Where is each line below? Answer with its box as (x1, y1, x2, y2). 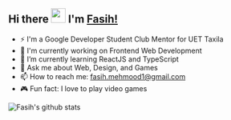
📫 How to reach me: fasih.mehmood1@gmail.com (19, 71, 186, 81)
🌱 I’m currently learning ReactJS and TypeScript (19, 54, 179, 64)
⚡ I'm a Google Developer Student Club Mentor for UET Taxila (19, 34, 224, 44)
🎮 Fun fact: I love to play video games (19, 83, 148, 93)
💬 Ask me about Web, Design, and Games (19, 62, 159, 72)
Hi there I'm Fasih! (8, 13, 119, 26)
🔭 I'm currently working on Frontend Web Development (19, 46, 202, 55)
